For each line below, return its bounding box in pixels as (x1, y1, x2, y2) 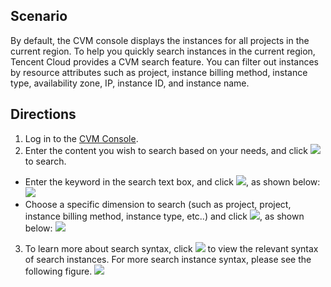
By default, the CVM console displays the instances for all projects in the (10, 34, 310, 46)
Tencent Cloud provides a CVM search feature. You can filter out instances (10, 55, 320, 68)
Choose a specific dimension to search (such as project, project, (24, 198, 292, 210)
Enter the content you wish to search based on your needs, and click (24, 144, 308, 156)
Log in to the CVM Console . (24, 132, 139, 144)
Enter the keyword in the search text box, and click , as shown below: (24, 175, 321, 188)
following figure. (24, 265, 93, 277)
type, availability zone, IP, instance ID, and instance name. (10, 77, 250, 89)
